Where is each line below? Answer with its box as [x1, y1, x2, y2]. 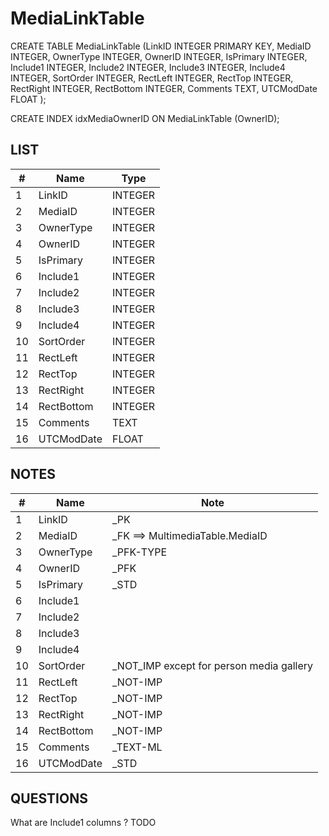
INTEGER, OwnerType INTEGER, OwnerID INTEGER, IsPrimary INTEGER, [10, 50, 308, 62]
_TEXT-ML [111, 740, 163, 754]
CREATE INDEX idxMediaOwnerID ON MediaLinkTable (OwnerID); [10, 112, 280, 124]
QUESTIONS [10, 790, 88, 807]
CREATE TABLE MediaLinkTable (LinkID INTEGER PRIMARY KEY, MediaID [10, 40, 312, 52]
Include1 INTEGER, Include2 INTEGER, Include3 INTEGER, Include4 [10, 61, 286, 73]
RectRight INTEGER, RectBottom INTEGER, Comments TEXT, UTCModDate [10, 82, 318, 94]
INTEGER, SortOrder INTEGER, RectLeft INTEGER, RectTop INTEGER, [10, 72, 294, 84]
